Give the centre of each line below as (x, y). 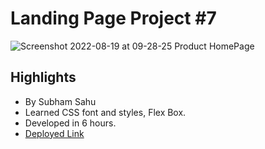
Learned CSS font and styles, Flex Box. (105, 112)
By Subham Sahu (60, 101)
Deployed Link (54, 133)
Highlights (43, 77)
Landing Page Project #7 (113, 18)
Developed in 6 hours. (70, 123)
